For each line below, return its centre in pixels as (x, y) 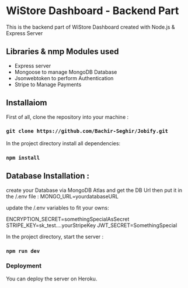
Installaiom (27, 103)
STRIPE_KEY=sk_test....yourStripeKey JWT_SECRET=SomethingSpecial (92, 225)
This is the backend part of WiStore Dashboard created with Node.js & (90, 27)
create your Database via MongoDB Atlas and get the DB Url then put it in (94, 190)
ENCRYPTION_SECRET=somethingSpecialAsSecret (68, 219)
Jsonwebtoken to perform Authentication (64, 78)
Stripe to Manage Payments (48, 84)
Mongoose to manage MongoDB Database (66, 72)
